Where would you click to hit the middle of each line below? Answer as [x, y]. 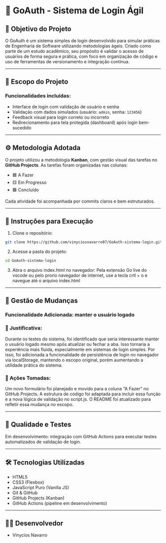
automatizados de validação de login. [43, 442]
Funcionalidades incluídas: [38, 96]
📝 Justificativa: [24, 328]
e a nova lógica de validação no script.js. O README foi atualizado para [78, 399]
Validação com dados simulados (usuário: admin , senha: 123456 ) [77, 112]
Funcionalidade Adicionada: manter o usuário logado [70, 315]
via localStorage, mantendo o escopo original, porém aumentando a [74, 360]
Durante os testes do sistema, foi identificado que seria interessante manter [82, 339]
